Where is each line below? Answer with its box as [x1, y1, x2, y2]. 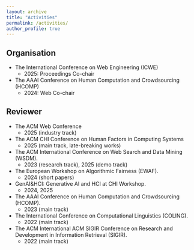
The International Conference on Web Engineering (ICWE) [14, 64, 159, 71]
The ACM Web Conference [14, 123, 82, 130]
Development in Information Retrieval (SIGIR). [14, 231, 127, 238]
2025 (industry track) [23, 129, 77, 136]
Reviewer [6, 106, 42, 117]
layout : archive [6, 8, 47, 15]
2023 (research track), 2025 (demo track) [23, 160, 128, 168]
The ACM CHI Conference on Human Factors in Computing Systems [14, 135, 184, 142]
